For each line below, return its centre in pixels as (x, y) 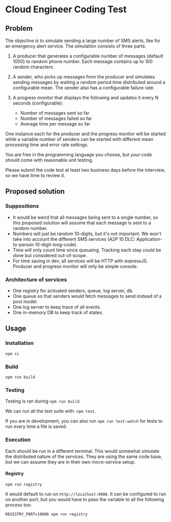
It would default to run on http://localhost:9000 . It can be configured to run (86, 494)
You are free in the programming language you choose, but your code (79, 154)
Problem (19, 28)
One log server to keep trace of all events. (57, 307)
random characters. (33, 67)
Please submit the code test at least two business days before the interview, (85, 170)
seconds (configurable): (38, 103)
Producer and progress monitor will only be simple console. (75, 266)
